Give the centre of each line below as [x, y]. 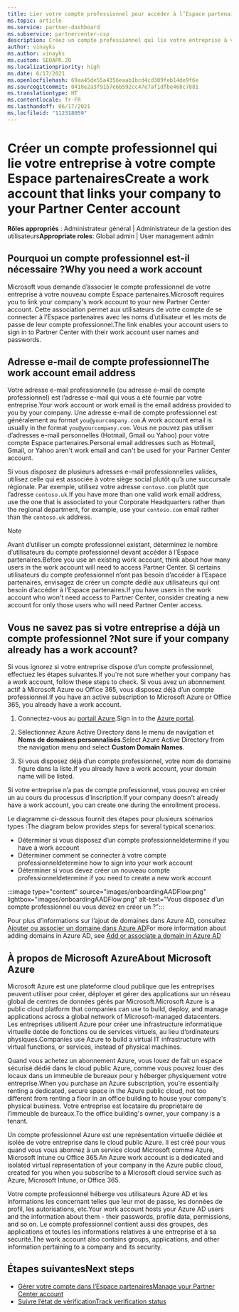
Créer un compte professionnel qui [112, 148]
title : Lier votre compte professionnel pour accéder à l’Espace [106, 14]
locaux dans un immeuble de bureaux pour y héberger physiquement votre [117, 1075]
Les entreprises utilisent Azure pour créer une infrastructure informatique [115, 1024]
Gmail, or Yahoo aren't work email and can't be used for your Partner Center [119, 450]
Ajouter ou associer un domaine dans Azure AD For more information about [117, 928]
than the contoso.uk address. [50, 517]
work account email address [72, 373]
